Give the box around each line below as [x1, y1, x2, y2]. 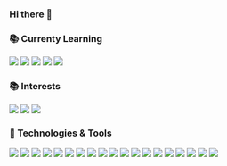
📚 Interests [9, 80, 61, 93]
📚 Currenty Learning [9, 32, 102, 45]
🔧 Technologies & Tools [9, 127, 113, 139]
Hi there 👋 [9, 8, 53, 21]
